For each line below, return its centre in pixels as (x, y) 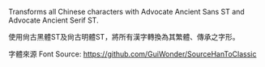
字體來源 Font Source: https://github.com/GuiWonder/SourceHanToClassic (132, 54)
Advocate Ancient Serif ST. (53, 20)
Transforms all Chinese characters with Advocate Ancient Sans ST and (126, 12)
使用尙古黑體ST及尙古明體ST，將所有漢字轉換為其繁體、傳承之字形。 (124, 37)
